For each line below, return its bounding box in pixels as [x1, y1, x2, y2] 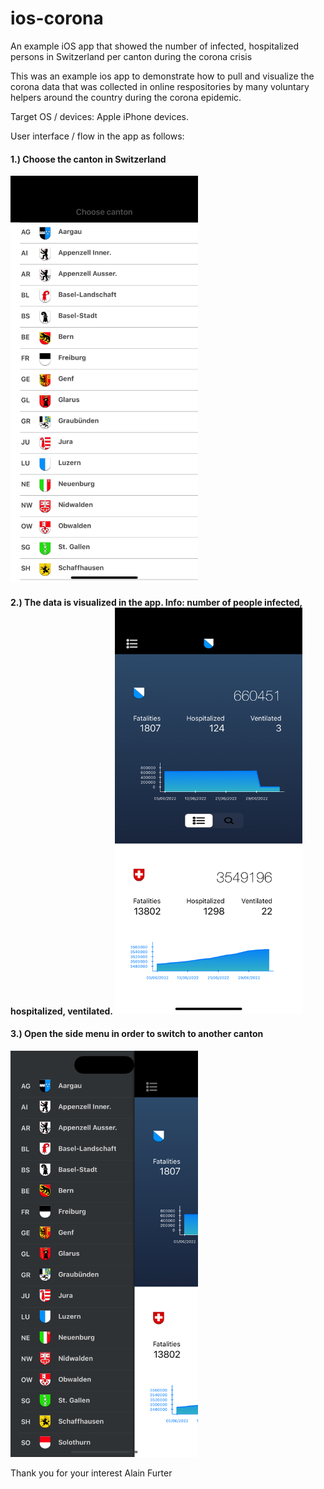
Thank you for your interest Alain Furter [10, 1467, 173, 1479]
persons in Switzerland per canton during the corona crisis [10, 50, 253, 62]
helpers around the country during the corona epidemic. [10, 91, 242, 103]
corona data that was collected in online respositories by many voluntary [10, 80, 310, 92]
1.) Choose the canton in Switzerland [10, 153, 167, 165]
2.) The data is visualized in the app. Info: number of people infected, [10, 596, 303, 608]
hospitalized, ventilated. [10, 1005, 113, 1017]
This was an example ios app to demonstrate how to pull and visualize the [10, 70, 315, 82]
